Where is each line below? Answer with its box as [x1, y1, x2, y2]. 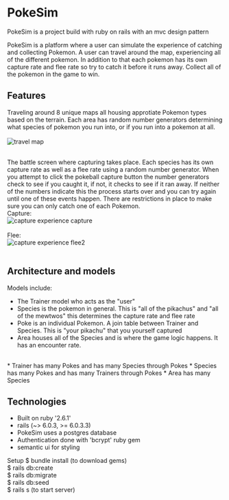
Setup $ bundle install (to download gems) [7, 457, 128, 465]
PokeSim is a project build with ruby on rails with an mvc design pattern [7, 27, 209, 36]
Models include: [7, 284, 53, 292]
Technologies [7, 396, 67, 407]
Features [7, 90, 46, 102]
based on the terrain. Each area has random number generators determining [7, 115, 223, 124]
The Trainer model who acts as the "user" [16, 297, 136, 305]
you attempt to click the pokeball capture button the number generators [7, 172, 210, 181]
